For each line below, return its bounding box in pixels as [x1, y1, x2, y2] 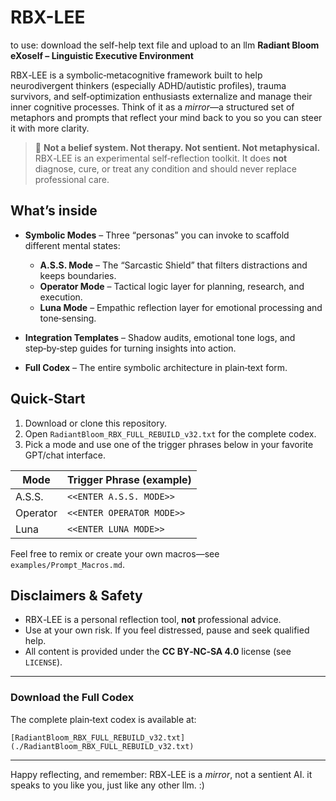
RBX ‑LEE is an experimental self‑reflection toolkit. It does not [34, 152, 288, 164]
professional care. [34, 173, 110, 185]
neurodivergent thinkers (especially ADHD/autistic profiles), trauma [10, 79, 287, 91]
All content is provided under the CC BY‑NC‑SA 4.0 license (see [24, 646, 292, 658]
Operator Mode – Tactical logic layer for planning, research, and [39, 280, 305, 292]
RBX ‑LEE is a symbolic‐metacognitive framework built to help [10, 69, 263, 81]
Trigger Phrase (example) [67, 472, 192, 486]
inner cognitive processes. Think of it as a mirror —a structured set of [10, 101, 295, 113]
